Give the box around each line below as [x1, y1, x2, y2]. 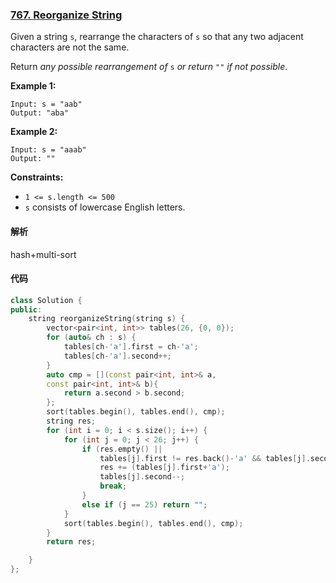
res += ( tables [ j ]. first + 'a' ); [99, 463, 230, 473]
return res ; [46, 537, 97, 547]
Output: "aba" [10, 108, 70, 118]
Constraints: [10, 171, 64, 183]
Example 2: [10, 126, 58, 138]
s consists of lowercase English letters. [24, 201, 186, 213]
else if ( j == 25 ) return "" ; [81, 499, 208, 510]
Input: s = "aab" [10, 99, 83, 110]
